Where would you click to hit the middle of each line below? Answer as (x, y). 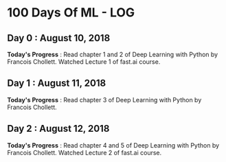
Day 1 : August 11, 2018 (57, 83)
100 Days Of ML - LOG (71, 13)
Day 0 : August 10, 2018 (59, 38)
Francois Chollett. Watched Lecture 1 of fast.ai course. (84, 62)
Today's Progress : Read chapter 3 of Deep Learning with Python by (104, 100)
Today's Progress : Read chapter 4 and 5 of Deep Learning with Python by (113, 145)
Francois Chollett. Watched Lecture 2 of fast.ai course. (84, 152)
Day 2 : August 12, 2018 (58, 129)
